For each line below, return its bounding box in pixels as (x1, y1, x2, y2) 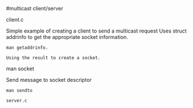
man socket (6, 65, 35, 72)
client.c (6, 16, 24, 23)
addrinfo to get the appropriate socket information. (6, 34, 129, 40)
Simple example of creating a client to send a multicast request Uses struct (6, 27, 187, 34)
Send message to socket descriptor (6, 77, 92, 83)
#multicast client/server (6, 5, 63, 12)
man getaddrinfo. (6, 45, 49, 51)
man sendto (6, 88, 33, 93)
